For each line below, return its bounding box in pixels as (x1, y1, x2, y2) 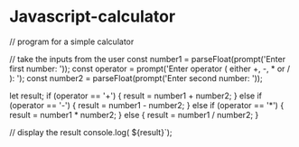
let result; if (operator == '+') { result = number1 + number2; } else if (9, 90, 262, 101)
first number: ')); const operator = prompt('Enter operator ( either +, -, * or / (9, 63, 291, 74)
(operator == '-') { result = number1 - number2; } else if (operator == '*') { (9, 99, 285, 110)
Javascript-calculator (9, 6, 176, 27)
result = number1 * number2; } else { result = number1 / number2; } (9, 109, 259, 120)
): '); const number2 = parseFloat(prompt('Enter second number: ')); (9, 72, 264, 83)
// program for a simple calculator (9, 36, 135, 47)
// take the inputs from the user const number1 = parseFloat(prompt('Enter (9, 53, 286, 64)
